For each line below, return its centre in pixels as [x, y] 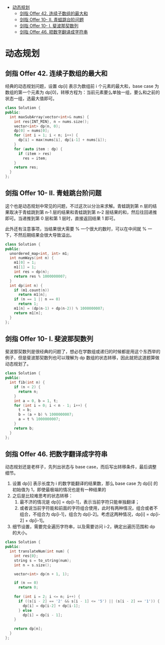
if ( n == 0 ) [26, 583]
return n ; [28, 392]
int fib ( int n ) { [27, 383]
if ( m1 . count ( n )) [32, 290]
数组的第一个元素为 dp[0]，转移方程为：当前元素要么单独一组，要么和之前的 [82, 92]
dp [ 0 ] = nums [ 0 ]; [32, 131]
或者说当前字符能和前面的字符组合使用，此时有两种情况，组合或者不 [89, 508]
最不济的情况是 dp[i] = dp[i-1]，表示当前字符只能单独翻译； [80, 502]
